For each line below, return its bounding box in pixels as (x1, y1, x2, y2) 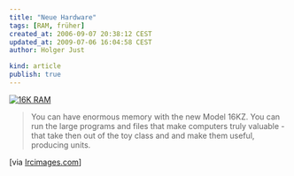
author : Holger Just (9, 46, 86, 55)
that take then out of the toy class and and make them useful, (30, 130, 255, 141)
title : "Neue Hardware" (9, 12, 97, 22)
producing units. (30, 139, 91, 150)
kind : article (9, 62, 62, 71)
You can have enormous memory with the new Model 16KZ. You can (30, 111, 281, 122)
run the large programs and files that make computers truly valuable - (30, 120, 285, 131)
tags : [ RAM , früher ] (9, 21, 86, 30)
